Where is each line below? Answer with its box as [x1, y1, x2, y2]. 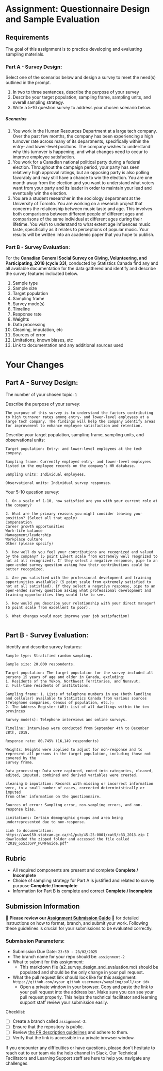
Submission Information [5, 902, 80, 910]
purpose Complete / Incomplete [12, 883, 78, 889]
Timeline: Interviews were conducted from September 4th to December [5, 726, 149, 731]
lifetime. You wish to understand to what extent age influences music [12, 221, 151, 227]
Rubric [5, 854, 26, 862]
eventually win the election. [12, 190, 67, 196]
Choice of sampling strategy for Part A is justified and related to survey [12, 877, 155, 883]
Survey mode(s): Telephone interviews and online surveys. [5, 718, 128, 722]
